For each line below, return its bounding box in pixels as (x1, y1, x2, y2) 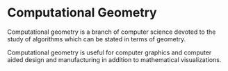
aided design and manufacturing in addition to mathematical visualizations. (7, 55, 222, 63)
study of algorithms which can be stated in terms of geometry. (7, 34, 186, 43)
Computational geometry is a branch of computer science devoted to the (7, 28, 216, 36)
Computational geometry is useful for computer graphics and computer (7, 48, 212, 57)
